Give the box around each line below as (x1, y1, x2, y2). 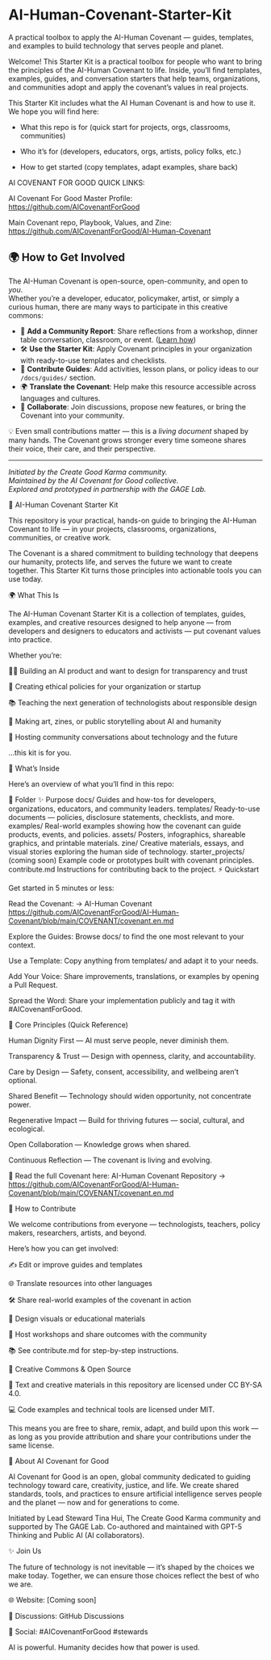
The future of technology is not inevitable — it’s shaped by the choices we (8, 1561, 255, 1572)
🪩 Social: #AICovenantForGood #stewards (8, 1626, 148, 1637)
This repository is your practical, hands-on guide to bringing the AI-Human (8, 515, 256, 525)
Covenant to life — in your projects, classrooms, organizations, (8, 523, 217, 534)
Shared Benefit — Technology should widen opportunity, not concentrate (8, 1091, 252, 1100)
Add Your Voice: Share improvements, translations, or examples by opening (8, 971, 260, 981)
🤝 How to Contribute (8, 1204, 77, 1213)
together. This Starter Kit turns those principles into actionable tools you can (8, 565, 262, 575)
